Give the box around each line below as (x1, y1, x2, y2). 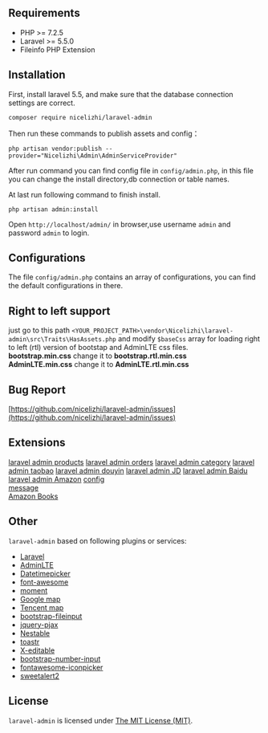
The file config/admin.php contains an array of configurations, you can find (8, 272, 256, 282)
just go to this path (8, 325, 71, 336)
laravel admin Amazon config (8, 474, 105, 484)
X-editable (19, 645, 55, 655)
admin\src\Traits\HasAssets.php (8, 336, 116, 344)
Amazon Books (8, 491, 59, 501)
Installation (8, 68, 66, 82)
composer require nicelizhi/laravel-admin (8, 113, 152, 121)
